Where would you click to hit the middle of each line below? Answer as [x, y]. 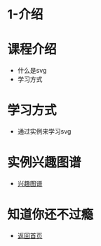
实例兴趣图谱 [45, 163]
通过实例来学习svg [44, 131]
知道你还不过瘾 [50, 215]
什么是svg [32, 71]
